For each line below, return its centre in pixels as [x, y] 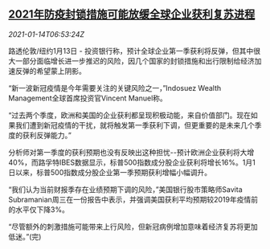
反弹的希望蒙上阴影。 [50, 71]
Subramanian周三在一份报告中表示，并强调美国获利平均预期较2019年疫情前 [133, 199]
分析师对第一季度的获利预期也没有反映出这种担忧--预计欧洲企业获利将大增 [131, 152]
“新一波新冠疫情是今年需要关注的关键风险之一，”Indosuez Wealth [115, 88]
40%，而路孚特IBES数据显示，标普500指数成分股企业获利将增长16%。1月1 [132, 162]
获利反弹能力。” [47, 135]
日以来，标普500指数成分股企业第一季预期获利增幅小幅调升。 [110, 172]
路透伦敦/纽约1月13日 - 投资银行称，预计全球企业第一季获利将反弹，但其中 [131, 51]
